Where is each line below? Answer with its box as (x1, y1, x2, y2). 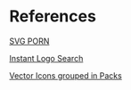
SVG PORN (9, 36, 50, 46)
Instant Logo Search (9, 53, 84, 63)
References (9, 6, 96, 27)
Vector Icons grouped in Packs (9, 70, 122, 81)
